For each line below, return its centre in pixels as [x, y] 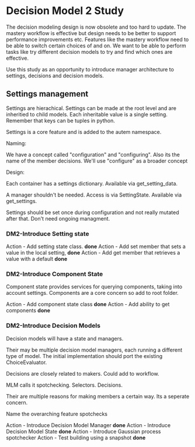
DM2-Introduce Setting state [48, 233]
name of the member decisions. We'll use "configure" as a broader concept [97, 161]
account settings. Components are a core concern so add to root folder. [93, 293]
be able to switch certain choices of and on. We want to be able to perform [96, 46]
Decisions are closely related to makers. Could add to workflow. [83, 373]
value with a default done [37, 259]
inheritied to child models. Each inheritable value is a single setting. [87, 114]
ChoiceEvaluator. [27, 362]
